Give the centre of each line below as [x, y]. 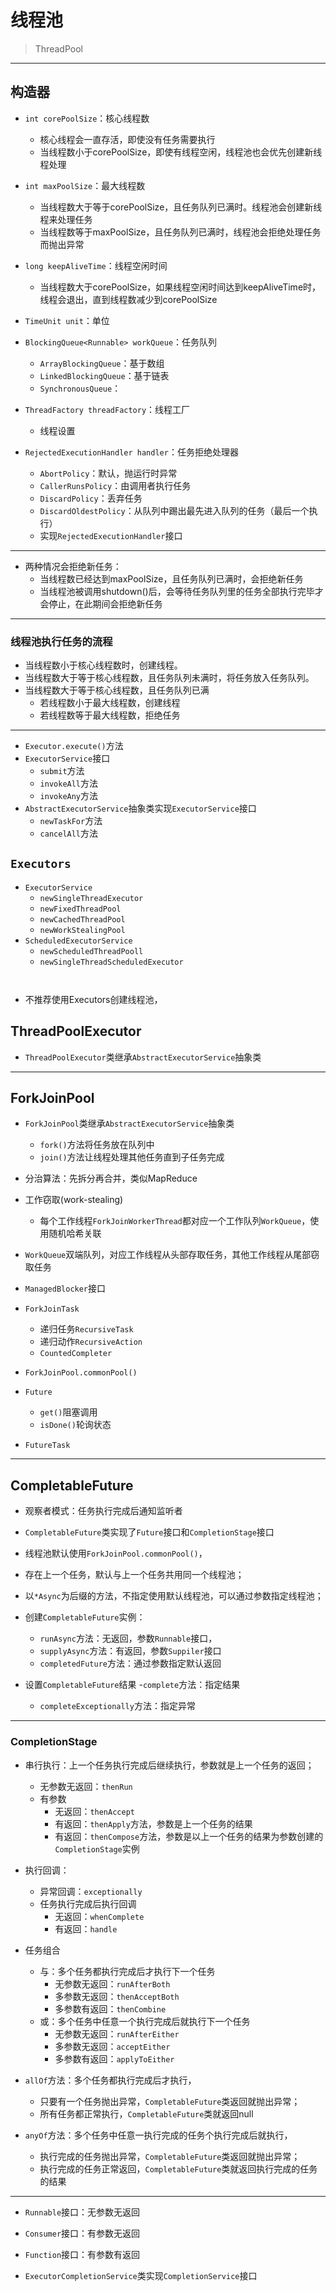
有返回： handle [86, 1928]
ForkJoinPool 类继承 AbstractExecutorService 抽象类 [129, 1123]
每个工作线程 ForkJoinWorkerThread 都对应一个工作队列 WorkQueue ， [175, 1221]
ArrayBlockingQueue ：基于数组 [102, 363]
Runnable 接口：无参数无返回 [82, 2212]
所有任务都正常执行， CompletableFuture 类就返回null [146, 2113]
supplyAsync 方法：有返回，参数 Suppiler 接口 [130, 1651]
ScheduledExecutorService [78, 941]
